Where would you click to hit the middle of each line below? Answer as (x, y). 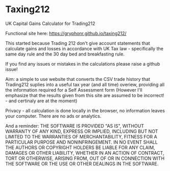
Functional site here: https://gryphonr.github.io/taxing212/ (66, 33)
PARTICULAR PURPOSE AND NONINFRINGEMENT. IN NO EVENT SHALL (82, 142)
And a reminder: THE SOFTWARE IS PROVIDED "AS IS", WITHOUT (75, 126)
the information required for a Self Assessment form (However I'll (74, 90)
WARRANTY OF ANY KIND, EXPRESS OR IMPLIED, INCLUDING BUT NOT (82, 131)
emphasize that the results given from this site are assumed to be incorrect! (85, 95)
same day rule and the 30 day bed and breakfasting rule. (65, 54)
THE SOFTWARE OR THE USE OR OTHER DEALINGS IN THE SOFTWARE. (82, 163)
